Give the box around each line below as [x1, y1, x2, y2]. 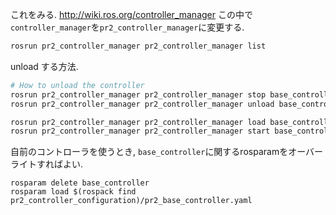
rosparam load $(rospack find [10, 187, 137, 197]
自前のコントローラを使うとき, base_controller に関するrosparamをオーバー [10, 146, 324, 158]
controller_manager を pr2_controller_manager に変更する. [10, 21, 245, 33]
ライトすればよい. [10, 158, 84, 170]
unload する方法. [10, 60, 79, 72]
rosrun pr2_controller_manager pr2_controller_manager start [10, 126, 271, 137]
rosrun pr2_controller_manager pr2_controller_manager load [10, 117, 267, 127]
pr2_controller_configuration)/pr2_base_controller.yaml [10, 196, 253, 206]
